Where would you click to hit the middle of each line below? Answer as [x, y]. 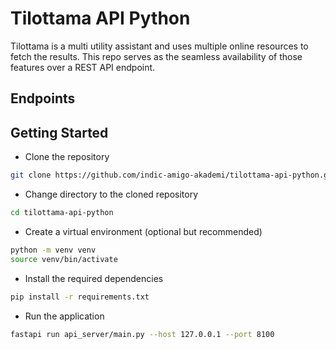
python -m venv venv [53, 250]
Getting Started [59, 132]
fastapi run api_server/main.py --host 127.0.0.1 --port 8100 [142, 334]
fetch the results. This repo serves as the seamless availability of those [156, 56]
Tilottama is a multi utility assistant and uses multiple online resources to [159, 46]
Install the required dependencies [94, 278]
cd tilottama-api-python [62, 213]
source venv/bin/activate [64, 259]
